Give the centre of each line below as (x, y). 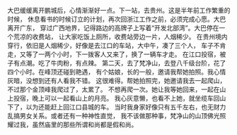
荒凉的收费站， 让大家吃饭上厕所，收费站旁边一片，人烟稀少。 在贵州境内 (120, 37)
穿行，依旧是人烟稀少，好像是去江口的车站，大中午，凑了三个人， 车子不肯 (117, 45)
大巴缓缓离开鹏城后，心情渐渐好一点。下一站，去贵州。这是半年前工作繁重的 (119, 10)
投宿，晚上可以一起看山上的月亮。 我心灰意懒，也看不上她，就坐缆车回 (116, 98)
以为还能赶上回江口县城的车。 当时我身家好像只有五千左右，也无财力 (126, 107)
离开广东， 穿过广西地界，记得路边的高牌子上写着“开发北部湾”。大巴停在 (113, 28)
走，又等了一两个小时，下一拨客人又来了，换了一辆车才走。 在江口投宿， (114, 54)
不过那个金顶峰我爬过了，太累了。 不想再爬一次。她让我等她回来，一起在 (114, 89)
